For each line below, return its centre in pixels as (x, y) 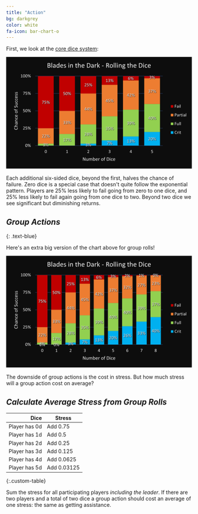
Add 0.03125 (63, 468)
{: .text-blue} (22, 236)
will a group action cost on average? (50, 383)
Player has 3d (25, 451)
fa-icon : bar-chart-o (33, 31)
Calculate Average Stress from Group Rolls (87, 402)
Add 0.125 (60, 451)
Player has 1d (25, 435)
